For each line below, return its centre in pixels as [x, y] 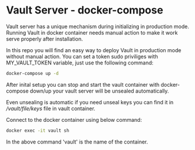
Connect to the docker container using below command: [74, 120]
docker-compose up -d [32, 73]
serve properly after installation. [45, 39]
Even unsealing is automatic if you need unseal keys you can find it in [90, 102]
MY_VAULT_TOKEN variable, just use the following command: [80, 63]
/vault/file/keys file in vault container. [51, 108]
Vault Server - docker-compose [85, 10]
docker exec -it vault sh [37, 130]
